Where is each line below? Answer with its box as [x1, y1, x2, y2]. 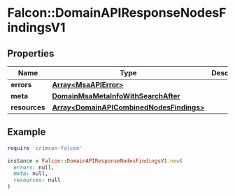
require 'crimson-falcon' [7, 144, 83, 151]
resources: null [13, 176, 61, 184]
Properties [7, 47, 55, 59]
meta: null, [13, 170, 49, 177]
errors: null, [13, 164, 55, 171]
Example [7, 126, 46, 138]
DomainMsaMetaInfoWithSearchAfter [52, 91, 180, 100]
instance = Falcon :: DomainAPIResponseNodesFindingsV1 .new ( [7, 157, 183, 165]
